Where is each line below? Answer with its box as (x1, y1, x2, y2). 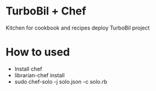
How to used (5, 45, 70, 59)
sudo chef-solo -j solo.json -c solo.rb (14, 78, 108, 85)
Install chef (14, 65, 43, 72)
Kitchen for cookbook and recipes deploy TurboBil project (5, 24, 150, 31)
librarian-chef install (14, 71, 65, 79)
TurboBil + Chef (5, 4, 86, 18)
